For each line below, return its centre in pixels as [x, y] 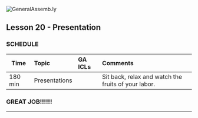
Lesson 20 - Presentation [54, 27]
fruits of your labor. [129, 84]
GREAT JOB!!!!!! [29, 102]
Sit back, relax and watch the [142, 76]
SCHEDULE [22, 44]
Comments [118, 63]
